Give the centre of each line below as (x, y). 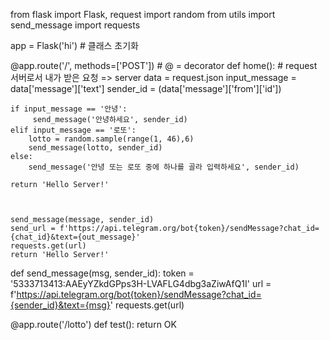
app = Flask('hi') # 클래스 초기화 (74, 45)
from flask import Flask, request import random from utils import (143, 14)
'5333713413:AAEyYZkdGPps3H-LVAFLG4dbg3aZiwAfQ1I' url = (141, 283)
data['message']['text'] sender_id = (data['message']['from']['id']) (146, 88)
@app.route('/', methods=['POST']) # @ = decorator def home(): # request (164, 65)
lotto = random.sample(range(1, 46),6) (111, 139)
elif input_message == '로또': (73, 130)
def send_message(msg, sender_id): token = (102, 273)
